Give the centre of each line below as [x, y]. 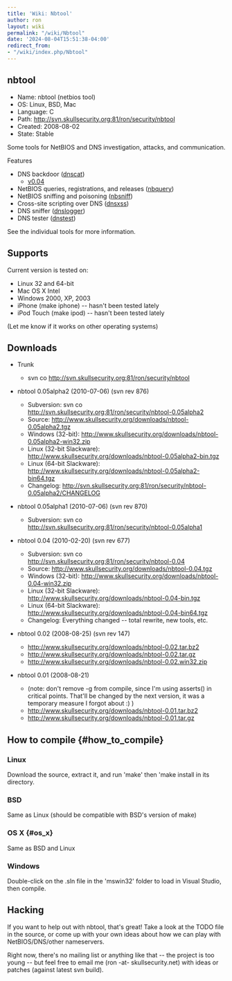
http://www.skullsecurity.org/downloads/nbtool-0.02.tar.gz [111, 654]
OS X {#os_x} [30, 833]
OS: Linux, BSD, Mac [47, 104]
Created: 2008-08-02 [48, 126]
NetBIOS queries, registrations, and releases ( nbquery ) [96, 188]
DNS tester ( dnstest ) [46, 218]
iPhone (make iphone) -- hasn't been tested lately [88, 305]
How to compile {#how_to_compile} [86, 740]
